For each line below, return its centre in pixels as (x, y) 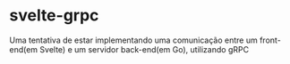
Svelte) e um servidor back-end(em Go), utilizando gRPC (144, 49)
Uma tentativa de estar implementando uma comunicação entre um (133, 40)
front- (270, 40)
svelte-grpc (54, 16)
